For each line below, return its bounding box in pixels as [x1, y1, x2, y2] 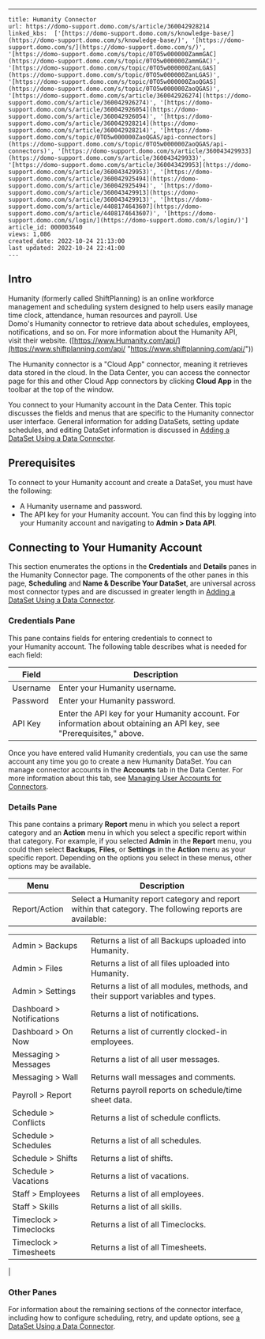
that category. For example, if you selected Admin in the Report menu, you [8, 836, 252, 846]
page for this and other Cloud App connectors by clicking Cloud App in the [8, 376, 252, 385]
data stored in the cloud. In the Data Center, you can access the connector [8, 367, 251, 377]
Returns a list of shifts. [90, 1153, 174, 1164]
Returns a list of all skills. [90, 1201, 182, 1212]
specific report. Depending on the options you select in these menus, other [8, 853, 252, 863]
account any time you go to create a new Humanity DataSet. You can [8, 757, 233, 766]
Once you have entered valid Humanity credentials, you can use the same [8, 748, 248, 757]
